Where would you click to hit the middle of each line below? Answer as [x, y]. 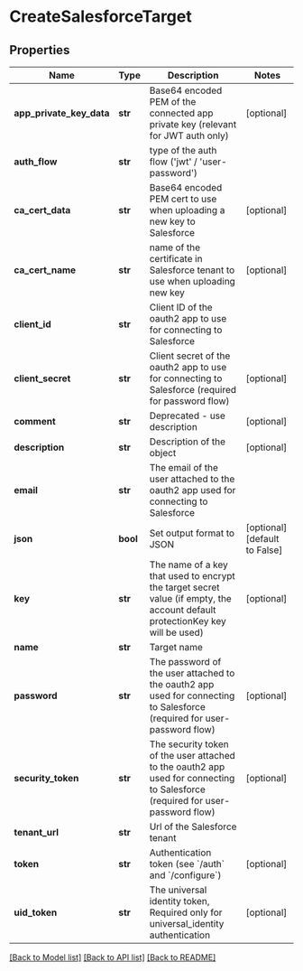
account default [183, 610]
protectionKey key [188, 621]
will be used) [177, 632]
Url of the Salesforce [193, 826]
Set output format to [192, 533]
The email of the [184, 467]
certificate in [176, 259]
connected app [181, 113]
